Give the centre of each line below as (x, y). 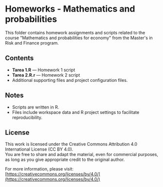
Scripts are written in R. (36, 107)
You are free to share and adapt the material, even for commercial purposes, (81, 155)
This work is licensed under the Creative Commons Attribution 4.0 (71, 144)
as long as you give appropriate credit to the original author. (65, 160)
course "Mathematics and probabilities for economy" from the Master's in (79, 38)
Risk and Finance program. (32, 43)
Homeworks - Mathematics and (70, 9)
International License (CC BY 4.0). (39, 149)
